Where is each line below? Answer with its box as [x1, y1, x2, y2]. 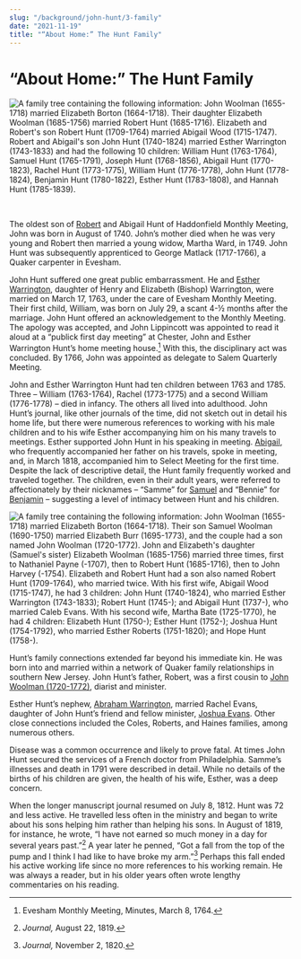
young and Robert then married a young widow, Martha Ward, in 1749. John [9, 238, 288, 249]
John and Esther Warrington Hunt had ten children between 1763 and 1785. [9, 379, 287, 390]
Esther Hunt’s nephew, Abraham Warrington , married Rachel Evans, [9, 698, 258, 709]
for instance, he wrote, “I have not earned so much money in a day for [9, 828, 268, 840]
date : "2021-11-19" [9, 22, 82, 31]
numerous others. [9, 726, 75, 737]
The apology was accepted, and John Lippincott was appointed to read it [9, 322, 279, 333]
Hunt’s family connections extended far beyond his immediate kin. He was [9, 652, 283, 663]
